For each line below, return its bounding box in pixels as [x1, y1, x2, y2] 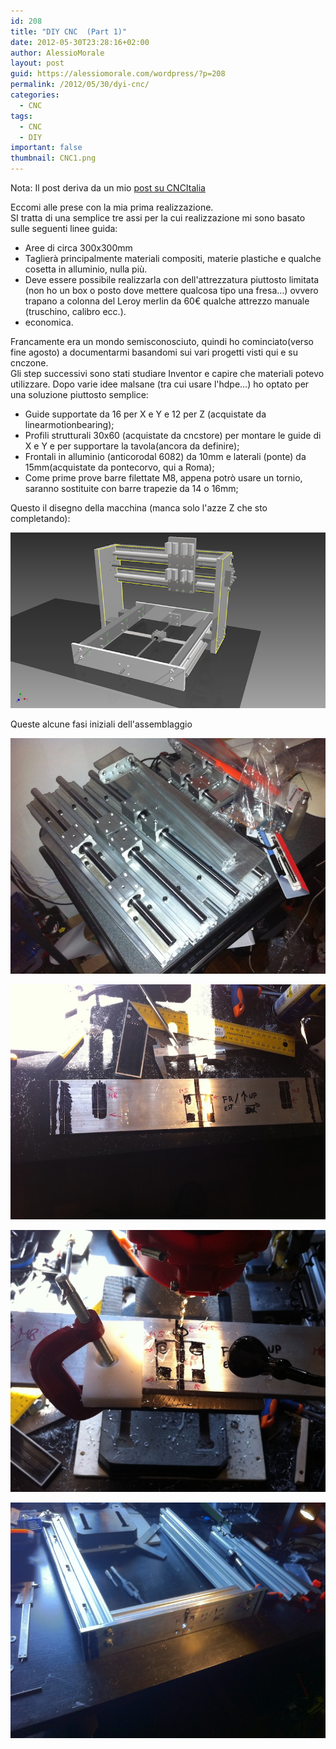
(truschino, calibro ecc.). [24, 306, 127, 317]
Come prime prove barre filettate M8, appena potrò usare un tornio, [24, 472, 303, 484]
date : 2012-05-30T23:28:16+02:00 [10, 37, 150, 47]
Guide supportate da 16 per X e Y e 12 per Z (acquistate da [24, 408, 267, 420]
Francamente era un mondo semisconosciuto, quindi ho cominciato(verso [10, 336, 314, 347]
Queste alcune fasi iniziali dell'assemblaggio [10, 718, 193, 730]
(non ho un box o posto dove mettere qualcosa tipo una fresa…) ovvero [24, 285, 319, 296]
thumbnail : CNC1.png [10, 153, 97, 164]
